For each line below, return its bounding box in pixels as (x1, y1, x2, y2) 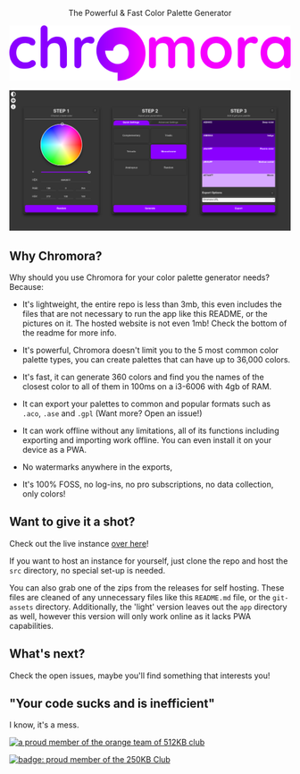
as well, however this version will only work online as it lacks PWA (9, 610, 252, 621)
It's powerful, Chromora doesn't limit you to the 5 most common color (21, 344, 279, 355)
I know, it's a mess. (9, 719, 79, 730)
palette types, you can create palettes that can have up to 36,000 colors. (21, 353, 291, 365)
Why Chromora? (9, 248, 103, 263)
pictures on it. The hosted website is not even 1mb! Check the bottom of (21, 318, 287, 328)
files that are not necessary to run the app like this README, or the (21, 308, 268, 319)
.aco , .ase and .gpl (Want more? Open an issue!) (21, 407, 203, 419)
